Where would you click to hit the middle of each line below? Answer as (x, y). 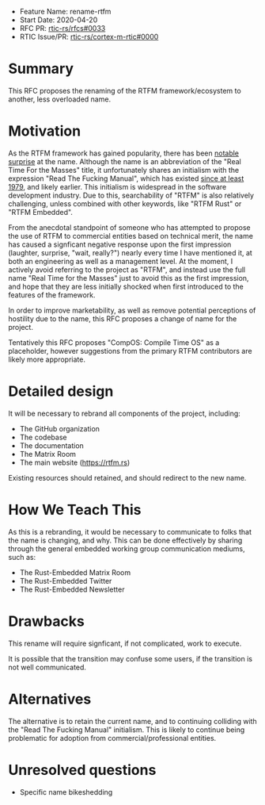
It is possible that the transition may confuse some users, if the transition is (131, 658)
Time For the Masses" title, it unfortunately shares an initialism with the (124, 170)
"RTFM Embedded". (41, 212)
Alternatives (50, 699)
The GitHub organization (60, 428)
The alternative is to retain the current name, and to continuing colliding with (132, 721)
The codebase (43, 437)
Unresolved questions (82, 770)
